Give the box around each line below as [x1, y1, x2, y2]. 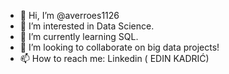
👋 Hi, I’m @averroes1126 [19, 10, 120, 21]
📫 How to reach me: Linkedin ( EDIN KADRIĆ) [19, 53, 210, 64]
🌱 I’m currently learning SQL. [19, 31, 139, 42]
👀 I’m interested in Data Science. [19, 20, 155, 32]
